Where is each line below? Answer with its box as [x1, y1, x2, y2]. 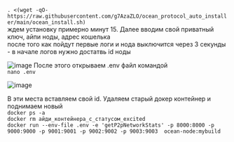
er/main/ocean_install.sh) [7, 19, 86, 26]
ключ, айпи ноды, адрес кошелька [7, 32, 111, 41]
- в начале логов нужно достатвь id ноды [7, 48, 131, 56]
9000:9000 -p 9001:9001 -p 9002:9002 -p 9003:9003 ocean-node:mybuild [7, 128, 221, 135]
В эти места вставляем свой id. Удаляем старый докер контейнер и [7, 95, 212, 103]
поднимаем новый [7, 102, 63, 110]
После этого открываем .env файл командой [34, 61, 168, 70]
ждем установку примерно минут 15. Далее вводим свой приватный [7, 25, 214, 33]
